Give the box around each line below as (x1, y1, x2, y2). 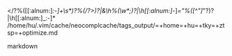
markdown (7, 42, 38, 50)
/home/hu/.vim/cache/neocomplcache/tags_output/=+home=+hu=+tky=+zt (7, 21, 225, 29)
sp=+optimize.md (7, 28, 58, 37)
